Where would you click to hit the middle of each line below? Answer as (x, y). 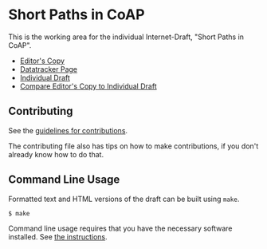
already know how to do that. (56, 154)
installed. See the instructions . (58, 237)
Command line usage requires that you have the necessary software (120, 228)
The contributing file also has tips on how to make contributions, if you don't (133, 146)
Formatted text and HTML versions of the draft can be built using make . (124, 199)
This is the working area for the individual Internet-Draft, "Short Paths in (126, 37)
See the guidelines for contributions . (68, 130)
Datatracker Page (49, 69)
